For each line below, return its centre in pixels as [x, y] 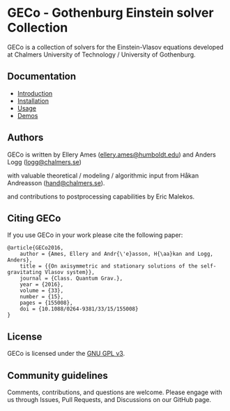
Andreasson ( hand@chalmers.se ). [56, 182]
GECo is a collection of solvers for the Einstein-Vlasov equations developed [116, 47]
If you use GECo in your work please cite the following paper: [95, 235]
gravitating [24, 273]
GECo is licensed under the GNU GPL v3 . [66, 354]
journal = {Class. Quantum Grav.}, [71, 279]
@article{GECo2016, [36, 248]
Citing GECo [34, 218]
